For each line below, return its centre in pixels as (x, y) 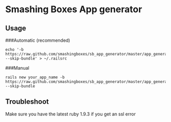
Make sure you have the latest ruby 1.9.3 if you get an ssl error (70, 114)
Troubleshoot (27, 102)
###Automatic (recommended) (38, 40)
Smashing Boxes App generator (74, 9)
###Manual (17, 68)
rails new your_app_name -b (35, 77)
